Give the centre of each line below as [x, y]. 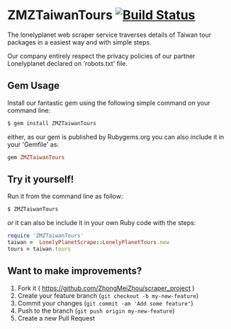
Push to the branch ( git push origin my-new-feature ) [96, 311]
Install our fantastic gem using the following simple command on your [109, 103]
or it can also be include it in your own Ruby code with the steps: [102, 223]
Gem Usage [34, 86]
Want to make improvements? [75, 271]
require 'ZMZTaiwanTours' [45, 236]
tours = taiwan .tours [39, 249]
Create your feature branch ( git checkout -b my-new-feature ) [108, 295]
